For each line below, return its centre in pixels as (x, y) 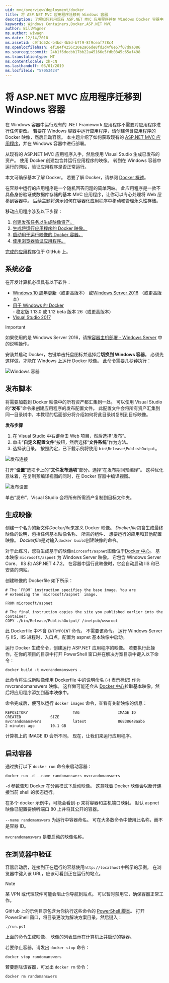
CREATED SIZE (32, 717)
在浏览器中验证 (28, 854)
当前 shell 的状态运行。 (33, 792)
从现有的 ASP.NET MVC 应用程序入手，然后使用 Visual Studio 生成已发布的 (82, 154)
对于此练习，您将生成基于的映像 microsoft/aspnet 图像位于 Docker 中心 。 (80, 551)
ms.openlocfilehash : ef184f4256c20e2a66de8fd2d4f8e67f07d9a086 (73, 47)
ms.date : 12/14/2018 (27, 38)
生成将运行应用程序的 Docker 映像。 (50, 228)
